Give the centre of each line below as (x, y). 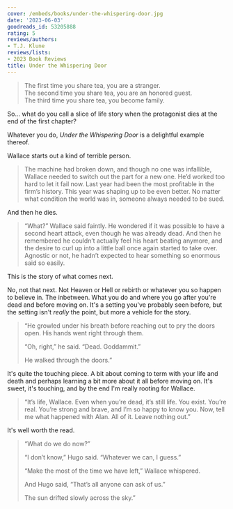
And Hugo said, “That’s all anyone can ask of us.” (95, 484)
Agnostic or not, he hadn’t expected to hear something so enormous (122, 255)
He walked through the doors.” (68, 360)
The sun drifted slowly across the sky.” (80, 497)
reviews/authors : (32, 40)
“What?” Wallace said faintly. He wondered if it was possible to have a (124, 226)
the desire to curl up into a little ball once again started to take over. (121, 248)
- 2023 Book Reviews (37, 59)
